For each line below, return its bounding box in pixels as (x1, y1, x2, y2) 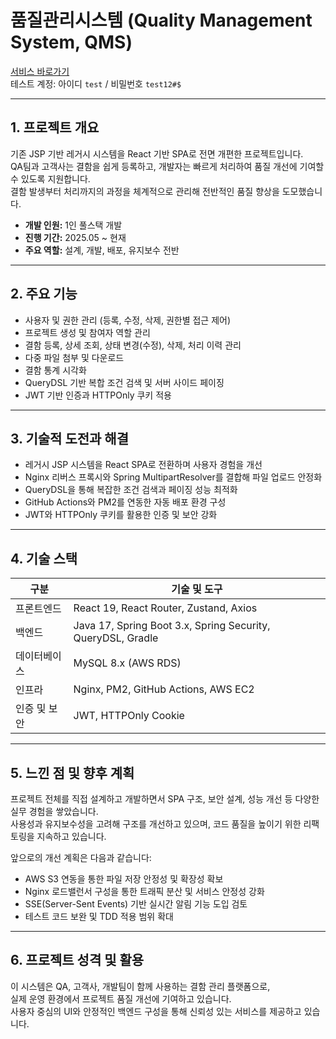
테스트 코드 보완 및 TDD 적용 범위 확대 (24, 911, 174, 922)
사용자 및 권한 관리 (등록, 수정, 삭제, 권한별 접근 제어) (24, 314, 232, 326)
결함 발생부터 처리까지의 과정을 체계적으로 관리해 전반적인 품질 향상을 (10, 185, 280, 197)
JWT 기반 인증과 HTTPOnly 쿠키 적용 (24, 389, 172, 401)
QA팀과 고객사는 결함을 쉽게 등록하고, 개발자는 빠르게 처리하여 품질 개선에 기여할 (10, 160, 325, 172)
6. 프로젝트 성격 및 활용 (10, 952, 145, 969)
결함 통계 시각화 (24, 364, 87, 376)
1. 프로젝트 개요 (10, 119, 100, 136)
